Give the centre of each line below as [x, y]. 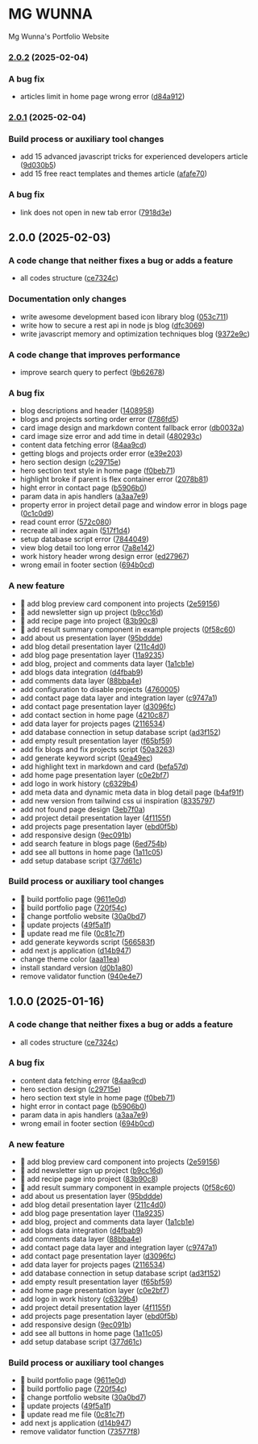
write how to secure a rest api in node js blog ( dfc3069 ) [112, 325]
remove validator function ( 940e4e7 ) [81, 976]
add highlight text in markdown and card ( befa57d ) [104, 766]
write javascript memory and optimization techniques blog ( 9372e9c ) [135, 334]
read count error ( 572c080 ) [66, 522]
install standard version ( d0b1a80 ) [77, 967]
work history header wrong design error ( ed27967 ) [104, 557]
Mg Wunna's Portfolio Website [59, 36]
